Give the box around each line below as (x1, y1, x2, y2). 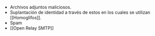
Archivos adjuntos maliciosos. (9, 4, 71, 10)
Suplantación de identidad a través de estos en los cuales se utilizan (9, 9, 151, 15)
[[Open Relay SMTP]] (9, 25, 54, 31)
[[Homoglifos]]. (9, 15, 41, 20)
